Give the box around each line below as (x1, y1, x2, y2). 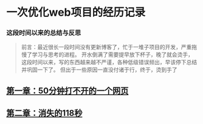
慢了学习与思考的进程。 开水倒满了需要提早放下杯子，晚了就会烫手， (21, 51, 193, 58)
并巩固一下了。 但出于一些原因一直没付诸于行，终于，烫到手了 (21, 66, 177, 73)
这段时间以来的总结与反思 (6, 28, 81, 37)
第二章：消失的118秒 (6, 108, 83, 119)
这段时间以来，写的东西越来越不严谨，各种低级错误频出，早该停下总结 (21, 59, 198, 66)
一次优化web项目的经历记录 (6, 5, 146, 19)
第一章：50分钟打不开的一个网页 (6, 85, 129, 96)
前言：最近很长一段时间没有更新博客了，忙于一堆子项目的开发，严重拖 (21, 44, 198, 51)
